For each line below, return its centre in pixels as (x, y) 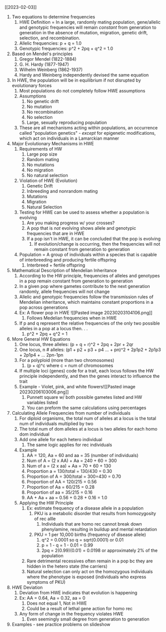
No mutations (41, 165)
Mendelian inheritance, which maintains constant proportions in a (86, 302)
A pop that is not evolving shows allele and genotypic (81, 228)
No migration (40, 170)
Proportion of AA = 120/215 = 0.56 (62, 482)
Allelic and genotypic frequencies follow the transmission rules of (86, 297)
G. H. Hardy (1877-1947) (44, 64)
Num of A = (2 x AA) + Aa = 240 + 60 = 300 (72, 460)
